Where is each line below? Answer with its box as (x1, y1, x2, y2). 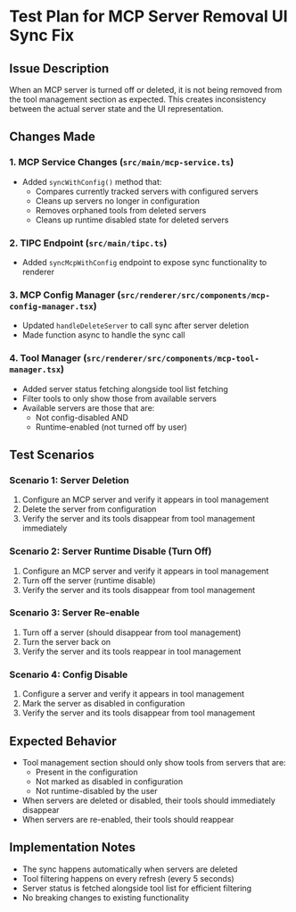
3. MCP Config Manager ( (9, 289, 121, 301)
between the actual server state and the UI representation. (9, 104, 225, 113)
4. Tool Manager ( (9, 352, 87, 364)
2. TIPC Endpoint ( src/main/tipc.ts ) (9, 237, 168, 249)
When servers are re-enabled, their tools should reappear (21, 814, 234, 824)
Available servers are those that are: (21, 402, 155, 413)
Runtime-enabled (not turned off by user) (35, 422, 187, 432)
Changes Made (9, 130, 95, 145)
